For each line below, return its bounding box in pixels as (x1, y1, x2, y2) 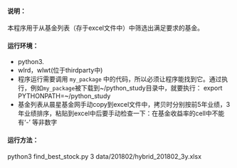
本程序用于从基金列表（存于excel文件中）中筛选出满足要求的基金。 (7, 23, 204, 32)
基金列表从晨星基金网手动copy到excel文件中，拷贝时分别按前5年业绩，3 (17, 100, 231, 109)
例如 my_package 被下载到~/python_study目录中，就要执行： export (30, 84, 223, 93)
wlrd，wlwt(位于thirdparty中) (17, 66, 103, 75)
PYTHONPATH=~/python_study (17, 92, 111, 100)
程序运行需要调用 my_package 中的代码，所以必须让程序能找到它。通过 (17, 75, 222, 83)
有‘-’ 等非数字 (17, 118, 58, 127)
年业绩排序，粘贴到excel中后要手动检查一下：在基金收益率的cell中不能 (17, 109, 225, 117)
